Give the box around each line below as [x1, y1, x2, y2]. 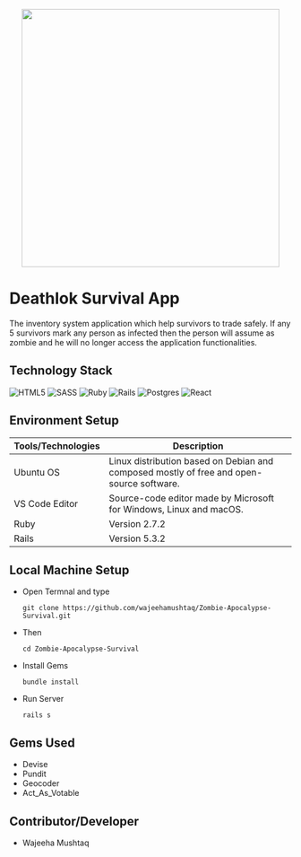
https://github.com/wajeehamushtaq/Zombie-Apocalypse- [62, 604, 271, 613]
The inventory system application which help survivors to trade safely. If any [9, 318, 291, 328]
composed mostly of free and [108, 466, 233, 478]
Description [172, 440, 224, 452]
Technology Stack [9, 363, 113, 379]
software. [140, 477, 181, 489]
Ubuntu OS [13, 466, 61, 478]
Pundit [21, 768, 47, 780]
